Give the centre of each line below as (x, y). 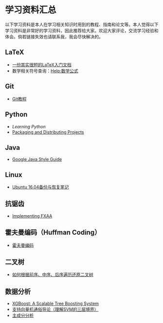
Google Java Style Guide (37, 160)
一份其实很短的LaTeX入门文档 (42, 64)
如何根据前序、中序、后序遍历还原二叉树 (53, 275)
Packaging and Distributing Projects (48, 132)
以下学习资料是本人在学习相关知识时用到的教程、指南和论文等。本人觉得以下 (82, 24)
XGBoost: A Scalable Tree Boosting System (55, 303)
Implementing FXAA (32, 216)
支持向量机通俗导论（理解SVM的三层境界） (55, 309)
